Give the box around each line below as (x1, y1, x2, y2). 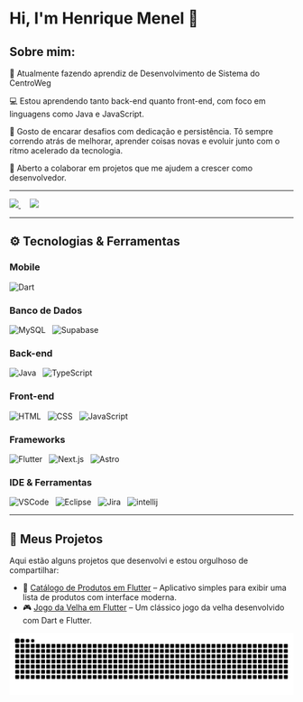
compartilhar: (9, 564, 60, 576)
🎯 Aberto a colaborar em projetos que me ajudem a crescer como (9, 162, 253, 173)
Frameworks (9, 433, 66, 446)
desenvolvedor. (9, 172, 67, 183)
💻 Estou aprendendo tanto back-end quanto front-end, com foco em (9, 96, 266, 106)
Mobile (9, 261, 41, 273)
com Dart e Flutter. (22, 614, 93, 625)
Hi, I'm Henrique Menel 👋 (9, 8, 199, 29)
